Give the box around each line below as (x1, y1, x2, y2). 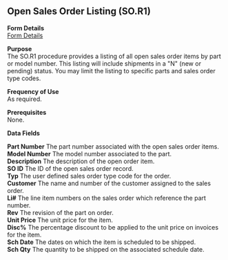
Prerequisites (7, 108, 47, 116)
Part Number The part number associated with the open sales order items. (7, 142, 219, 151)
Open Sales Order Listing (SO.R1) (7, 6, 152, 17)
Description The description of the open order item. (7, 157, 155, 165)
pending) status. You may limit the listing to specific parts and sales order (7, 66, 216, 75)
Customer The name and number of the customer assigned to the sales (7, 179, 211, 187)
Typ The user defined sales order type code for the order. (7, 171, 172, 180)
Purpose (7, 44, 32, 53)
